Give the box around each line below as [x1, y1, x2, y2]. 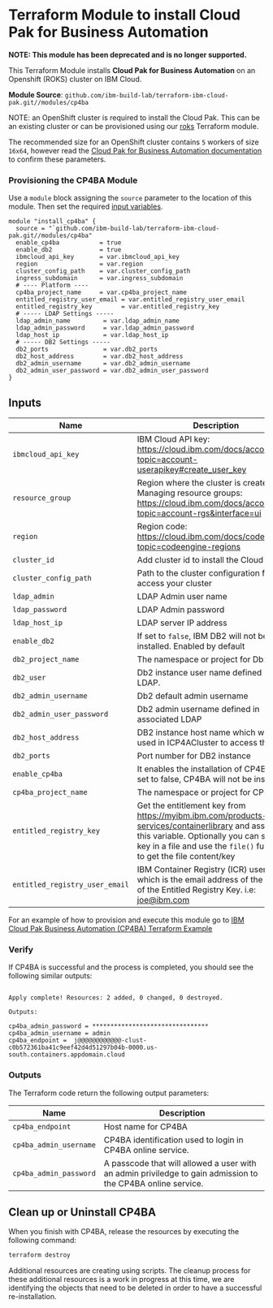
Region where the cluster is [136, 477, 241, 489]
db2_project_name [12, 655, 80, 664]
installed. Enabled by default [136, 641, 245, 652]
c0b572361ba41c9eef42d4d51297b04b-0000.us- [8, 1043, 158, 1052]
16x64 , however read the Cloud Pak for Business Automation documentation [8, 145, 262, 155]
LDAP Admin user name [136, 591, 227, 602]
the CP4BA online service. [103, 1177, 204, 1189]
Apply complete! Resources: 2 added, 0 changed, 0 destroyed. [8, 994, 223, 1002]
